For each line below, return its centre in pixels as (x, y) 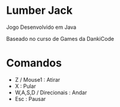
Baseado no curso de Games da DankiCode (60, 38)
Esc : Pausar (30, 99)
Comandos (34, 63)
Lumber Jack (40, 11)
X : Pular (25, 86)
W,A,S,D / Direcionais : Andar (51, 92)
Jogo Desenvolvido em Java (41, 27)
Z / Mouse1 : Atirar (37, 79)
